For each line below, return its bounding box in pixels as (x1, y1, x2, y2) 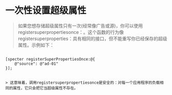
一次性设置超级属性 (5, 5, 87, 16)
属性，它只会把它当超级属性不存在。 (12, 85, 78, 90)
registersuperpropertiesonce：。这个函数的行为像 (17, 29, 124, 35)
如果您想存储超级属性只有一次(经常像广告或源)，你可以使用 (17, 23, 143, 29)
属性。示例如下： (17, 42, 54, 48)
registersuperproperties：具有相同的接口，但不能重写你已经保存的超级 (17, 35, 167, 42)
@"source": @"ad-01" (14, 61, 59, 66)
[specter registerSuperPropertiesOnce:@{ (5, 56, 95, 62)
